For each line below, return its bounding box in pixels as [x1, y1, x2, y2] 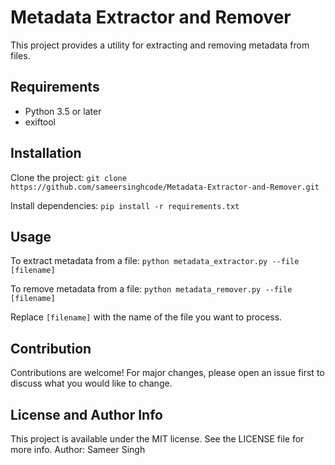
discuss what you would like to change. [10, 377, 173, 390]
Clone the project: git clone [10, 171, 127, 183]
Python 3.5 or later [24, 105, 102, 117]
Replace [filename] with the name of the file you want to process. [10, 311, 283, 323]
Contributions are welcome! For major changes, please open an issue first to [10, 367, 325, 379]
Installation [10, 145, 82, 162]
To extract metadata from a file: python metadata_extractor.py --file [10, 255, 300, 267]
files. [10, 49, 31, 61]
